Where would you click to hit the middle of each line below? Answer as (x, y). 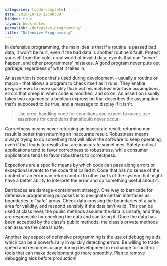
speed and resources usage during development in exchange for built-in (80, 247)
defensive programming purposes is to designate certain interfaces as (77, 195)
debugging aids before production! (41, 258)
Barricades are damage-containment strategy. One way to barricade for (79, 190)
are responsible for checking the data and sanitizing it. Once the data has (81, 217)
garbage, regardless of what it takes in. (45, 68)
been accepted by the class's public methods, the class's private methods (82, 222)
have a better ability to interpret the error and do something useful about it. (82, 180)
